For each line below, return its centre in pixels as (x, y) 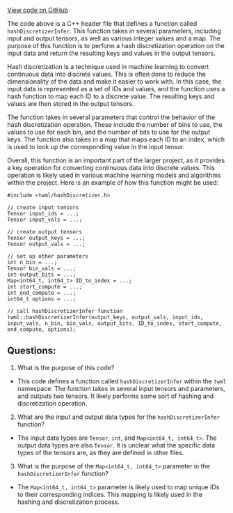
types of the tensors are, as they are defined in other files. (101, 452)
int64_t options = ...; (42, 299)
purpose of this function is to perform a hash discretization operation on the (116, 46)
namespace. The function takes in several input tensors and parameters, (121, 388)
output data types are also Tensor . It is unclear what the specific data (116, 445)
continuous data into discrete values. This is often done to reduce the (107, 74)
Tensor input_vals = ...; (45, 220)
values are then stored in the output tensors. (71, 104)
